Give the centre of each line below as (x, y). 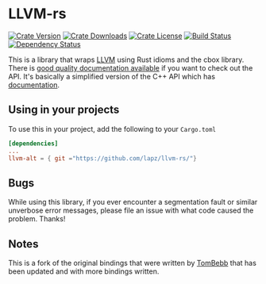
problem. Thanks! (37, 219)
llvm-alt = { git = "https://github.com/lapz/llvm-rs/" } (102, 158)
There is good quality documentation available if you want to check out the (131, 67)
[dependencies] (33, 144)
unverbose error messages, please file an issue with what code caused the (131, 210)
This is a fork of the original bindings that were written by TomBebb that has (132, 263)
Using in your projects (64, 110)
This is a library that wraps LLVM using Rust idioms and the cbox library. (126, 59)
